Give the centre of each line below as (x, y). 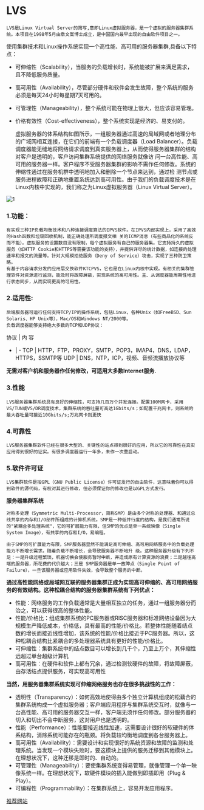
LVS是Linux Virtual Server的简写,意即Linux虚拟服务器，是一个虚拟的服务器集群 (98, 28)
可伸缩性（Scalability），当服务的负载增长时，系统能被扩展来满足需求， (104, 67)
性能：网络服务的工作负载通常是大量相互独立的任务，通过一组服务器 (100, 603)
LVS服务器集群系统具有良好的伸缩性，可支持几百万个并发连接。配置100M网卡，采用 (95, 402)
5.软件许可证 (25, 468)
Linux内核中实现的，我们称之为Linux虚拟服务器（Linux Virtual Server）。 (105, 187)
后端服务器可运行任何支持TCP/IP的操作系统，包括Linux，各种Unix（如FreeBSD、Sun (99, 312)
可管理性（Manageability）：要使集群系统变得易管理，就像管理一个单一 (103, 766)
